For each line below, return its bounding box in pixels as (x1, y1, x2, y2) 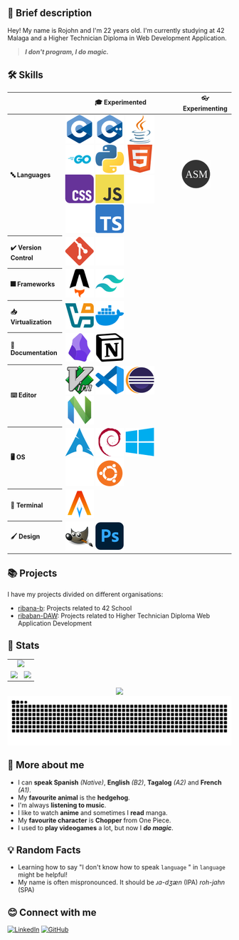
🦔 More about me (7, 759, 85, 771)
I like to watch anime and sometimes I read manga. (17, 808, 169, 817)
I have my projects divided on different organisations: (7, 590, 164, 598)
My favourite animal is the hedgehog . (17, 793, 130, 802)
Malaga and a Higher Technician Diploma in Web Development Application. (7, 34, 227, 42)
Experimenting (182, 104, 228, 113)
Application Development (17, 618, 92, 628)
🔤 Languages (10, 170, 51, 179)
